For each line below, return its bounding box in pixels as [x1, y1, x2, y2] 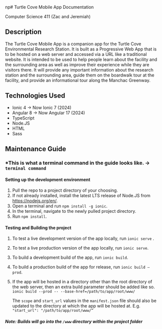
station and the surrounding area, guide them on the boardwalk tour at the [5, 72, 155, 78]
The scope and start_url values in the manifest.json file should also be [12, 298, 157, 304]
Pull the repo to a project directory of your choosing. [12, 187, 118, 193]
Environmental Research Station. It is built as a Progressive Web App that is [5, 46, 157, 52]
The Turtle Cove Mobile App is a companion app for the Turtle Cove [5, 41, 141, 47]
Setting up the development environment [5, 177, 91, 182]
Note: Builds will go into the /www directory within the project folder [5, 318, 143, 324]
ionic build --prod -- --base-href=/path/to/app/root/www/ [12, 289, 136, 294]
